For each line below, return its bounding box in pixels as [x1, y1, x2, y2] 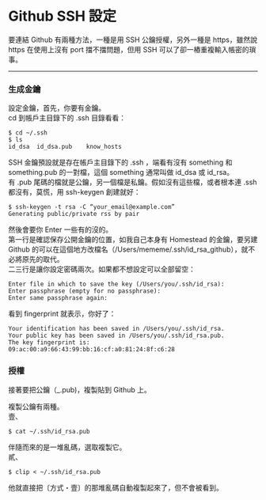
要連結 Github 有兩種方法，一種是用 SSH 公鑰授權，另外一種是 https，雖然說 [8, 35, 258, 44]
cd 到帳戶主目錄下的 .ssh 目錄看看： [8, 113, 127, 123]
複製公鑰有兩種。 [8, 401, 64, 411]
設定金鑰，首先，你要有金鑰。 [8, 104, 105, 113]
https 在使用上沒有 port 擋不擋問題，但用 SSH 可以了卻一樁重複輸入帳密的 [8, 44, 249, 54]
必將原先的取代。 [8, 255, 64, 264]
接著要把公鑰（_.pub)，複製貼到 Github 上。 [8, 384, 152, 394]
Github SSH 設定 [8, 7, 117, 25]
